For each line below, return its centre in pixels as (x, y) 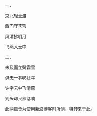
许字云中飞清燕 (20, 88)
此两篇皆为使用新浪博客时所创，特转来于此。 (50, 109)
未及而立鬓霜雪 (20, 67)
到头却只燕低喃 (20, 98)
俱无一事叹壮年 (20, 78)
